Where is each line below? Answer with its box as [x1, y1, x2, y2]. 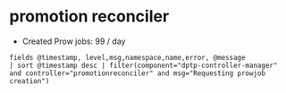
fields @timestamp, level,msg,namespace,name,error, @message [9, 53, 246, 62]
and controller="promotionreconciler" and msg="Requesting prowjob [9, 69, 266, 78]
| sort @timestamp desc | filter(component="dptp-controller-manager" [9, 61, 278, 70]
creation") [9, 76, 50, 86]
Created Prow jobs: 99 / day [21, 36, 126, 46]
